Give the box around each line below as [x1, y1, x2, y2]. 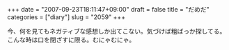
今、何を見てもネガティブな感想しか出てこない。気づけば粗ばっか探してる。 [7, 27, 226, 35]
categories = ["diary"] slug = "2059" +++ [7, 13, 126, 21]
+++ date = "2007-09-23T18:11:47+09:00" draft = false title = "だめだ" [7, 5, 210, 13]
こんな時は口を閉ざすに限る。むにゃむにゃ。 [7, 36, 136, 44]
